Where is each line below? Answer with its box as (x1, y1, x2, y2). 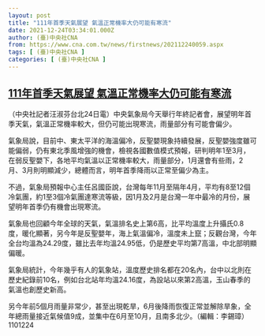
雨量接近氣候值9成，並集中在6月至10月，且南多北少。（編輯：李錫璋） (21, 311, 248, 320)
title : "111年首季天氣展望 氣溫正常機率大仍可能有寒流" (8, 19, 172, 27)
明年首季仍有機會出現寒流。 (14, 202, 105, 211)
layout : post (8, 11, 51, 20)
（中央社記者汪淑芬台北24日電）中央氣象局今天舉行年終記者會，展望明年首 (8, 109, 252, 118)
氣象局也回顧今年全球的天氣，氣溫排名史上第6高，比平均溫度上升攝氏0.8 (8, 218, 244, 228)
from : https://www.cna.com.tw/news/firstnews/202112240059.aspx (8, 41, 224, 49)
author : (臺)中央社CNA (8, 33, 78, 42)
